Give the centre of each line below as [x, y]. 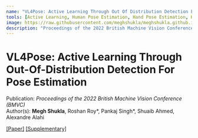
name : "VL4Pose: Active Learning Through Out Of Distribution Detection [97, 11]
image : [14, 22]
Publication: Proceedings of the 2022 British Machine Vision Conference [94, 98]
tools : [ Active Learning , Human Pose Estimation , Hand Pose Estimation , [97, 17]
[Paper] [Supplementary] [36, 129]
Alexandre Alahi [25, 117]
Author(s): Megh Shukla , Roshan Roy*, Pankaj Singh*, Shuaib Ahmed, [90, 111]
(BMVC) [16, 105]
